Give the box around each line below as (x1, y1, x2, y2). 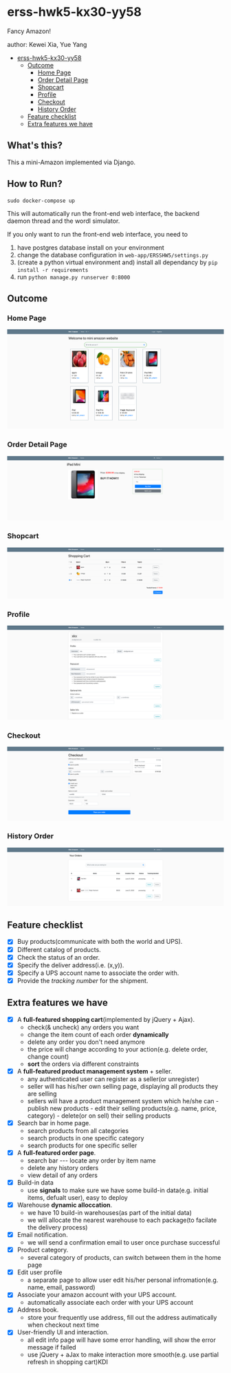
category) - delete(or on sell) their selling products (27, 1112, 171, 1120)
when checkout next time (27, 1321, 100, 1329)
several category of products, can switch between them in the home (27, 1254, 221, 1262)
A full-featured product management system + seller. (16, 1067, 173, 1075)
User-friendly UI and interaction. (16, 1328, 109, 1336)
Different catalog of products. (16, 945, 101, 954)
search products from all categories (27, 1126, 129, 1135)
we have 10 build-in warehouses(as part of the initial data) (27, 1209, 192, 1217)
